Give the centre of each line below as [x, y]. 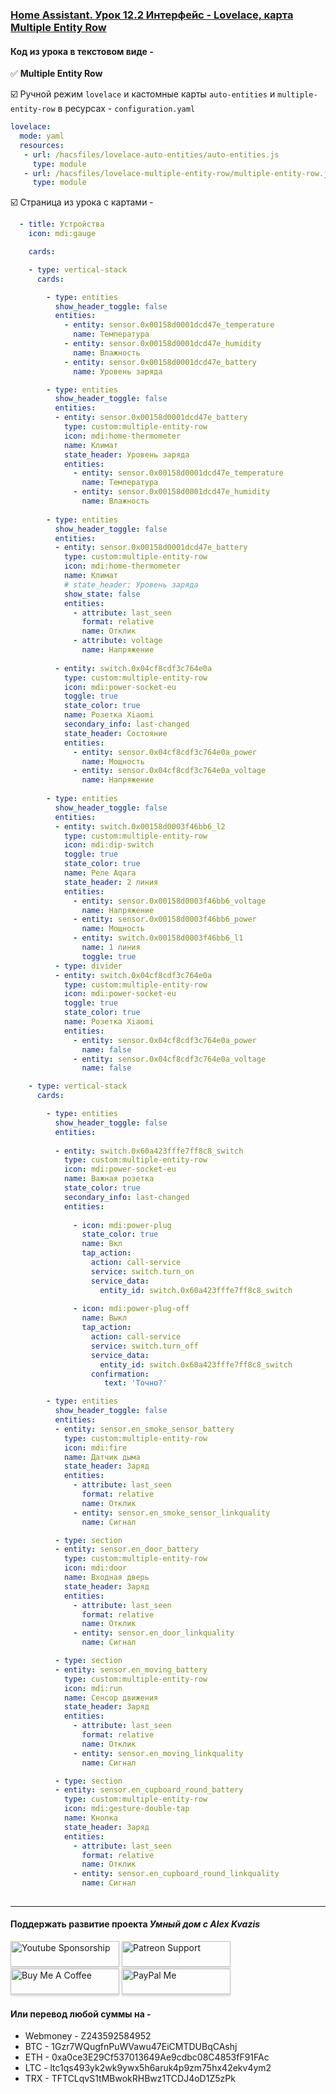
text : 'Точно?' [136, 1383]
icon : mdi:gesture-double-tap [126, 1809]
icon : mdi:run [93, 1688]
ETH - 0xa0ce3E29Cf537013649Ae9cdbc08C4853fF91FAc [147, 2057]
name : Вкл [102, 1244]
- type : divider [88, 966]
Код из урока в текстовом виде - [82, 51]
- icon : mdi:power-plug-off [131, 1309]
